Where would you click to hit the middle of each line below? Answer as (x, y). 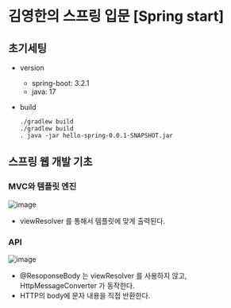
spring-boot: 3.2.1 (60, 83)
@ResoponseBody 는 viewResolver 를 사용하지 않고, (103, 275)
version (32, 68)
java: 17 (44, 92)
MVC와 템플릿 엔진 (42, 186)
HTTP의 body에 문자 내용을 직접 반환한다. (85, 295)
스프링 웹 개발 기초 (50, 162)
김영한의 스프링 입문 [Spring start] (116, 16)
